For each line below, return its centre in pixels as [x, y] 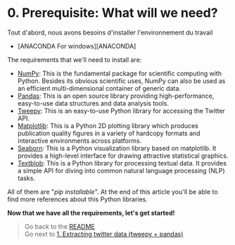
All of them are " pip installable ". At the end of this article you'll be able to [113, 191]
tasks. [26, 178]
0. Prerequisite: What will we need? [113, 13]
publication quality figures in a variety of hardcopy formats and [109, 133]
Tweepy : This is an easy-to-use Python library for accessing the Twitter [121, 111]
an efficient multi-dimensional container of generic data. [99, 88]
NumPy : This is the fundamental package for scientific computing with [119, 73]
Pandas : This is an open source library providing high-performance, [116, 96]
